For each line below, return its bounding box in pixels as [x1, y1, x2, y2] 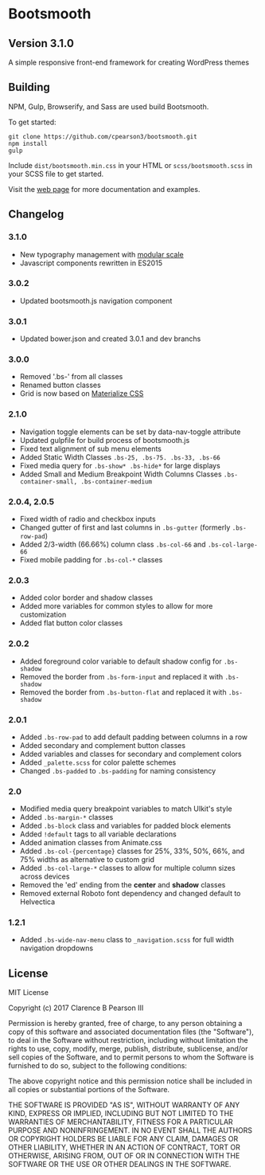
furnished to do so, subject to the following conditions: [8, 1061, 187, 1071]
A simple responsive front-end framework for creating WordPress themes [8, 57, 249, 67]
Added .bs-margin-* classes [19, 813, 114, 822]
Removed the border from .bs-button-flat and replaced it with [19, 687, 227, 697]
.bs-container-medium [80, 477, 153, 486]
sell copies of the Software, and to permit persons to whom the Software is [8, 1052, 255, 1062]
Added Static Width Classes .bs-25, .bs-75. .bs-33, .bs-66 [19, 452, 220, 462]
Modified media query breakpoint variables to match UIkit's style [19, 804, 232, 813]
